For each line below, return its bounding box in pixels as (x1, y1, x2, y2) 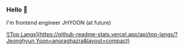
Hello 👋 (6, 5, 28, 14)
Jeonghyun (6, 37, 35, 45)
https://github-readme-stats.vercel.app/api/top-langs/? (39, 31, 178, 38)
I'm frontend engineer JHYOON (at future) (6, 19, 111, 27)
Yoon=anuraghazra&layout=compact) (35, 37, 130, 45)
